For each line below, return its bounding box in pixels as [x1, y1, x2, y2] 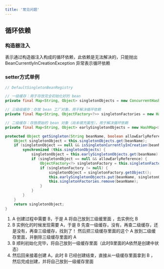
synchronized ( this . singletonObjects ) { [22, 147, 106, 153]
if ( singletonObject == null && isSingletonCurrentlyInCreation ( [14, 143, 150, 148]
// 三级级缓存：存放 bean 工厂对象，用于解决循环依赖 [5, 107, 102, 112]
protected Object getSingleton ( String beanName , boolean [5, 134, 123, 139]
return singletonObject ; [14, 202, 64, 207]
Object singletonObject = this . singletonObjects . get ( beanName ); [14, 138, 147, 143]
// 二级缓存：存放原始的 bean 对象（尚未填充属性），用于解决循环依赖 [5, 120, 128, 125]
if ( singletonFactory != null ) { [40, 165, 108, 171]
